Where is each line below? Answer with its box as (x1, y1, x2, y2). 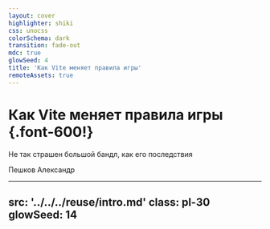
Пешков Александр (8, 165, 76, 175)
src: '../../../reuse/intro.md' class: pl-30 (8, 195, 211, 209)
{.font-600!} (8, 123, 94, 141)
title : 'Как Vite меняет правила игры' (8, 64, 142, 72)
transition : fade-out (8, 42, 81, 50)
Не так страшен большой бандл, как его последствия (8, 149, 193, 159)
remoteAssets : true (8, 71, 74, 79)
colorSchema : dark (8, 34, 70, 42)
